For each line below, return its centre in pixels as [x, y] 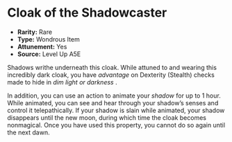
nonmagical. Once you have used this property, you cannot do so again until [116, 125]
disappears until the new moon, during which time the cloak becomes [107, 117]
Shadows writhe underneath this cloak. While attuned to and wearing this [112, 67]
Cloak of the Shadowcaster [87, 13]
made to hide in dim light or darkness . [62, 82]
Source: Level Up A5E [49, 54]
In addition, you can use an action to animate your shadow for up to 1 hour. [114, 96]
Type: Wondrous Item [48, 39]
